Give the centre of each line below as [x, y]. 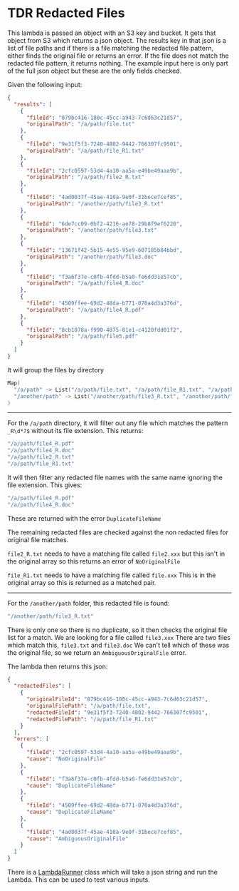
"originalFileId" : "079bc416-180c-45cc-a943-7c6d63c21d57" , [117, 699]
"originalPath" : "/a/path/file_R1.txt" [85, 151]
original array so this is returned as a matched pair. [82, 582]
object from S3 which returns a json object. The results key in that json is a [117, 40]
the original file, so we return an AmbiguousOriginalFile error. [97, 652]
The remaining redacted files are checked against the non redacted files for [118, 532]
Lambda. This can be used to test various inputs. [79, 880]
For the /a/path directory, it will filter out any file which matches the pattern [118, 423]
